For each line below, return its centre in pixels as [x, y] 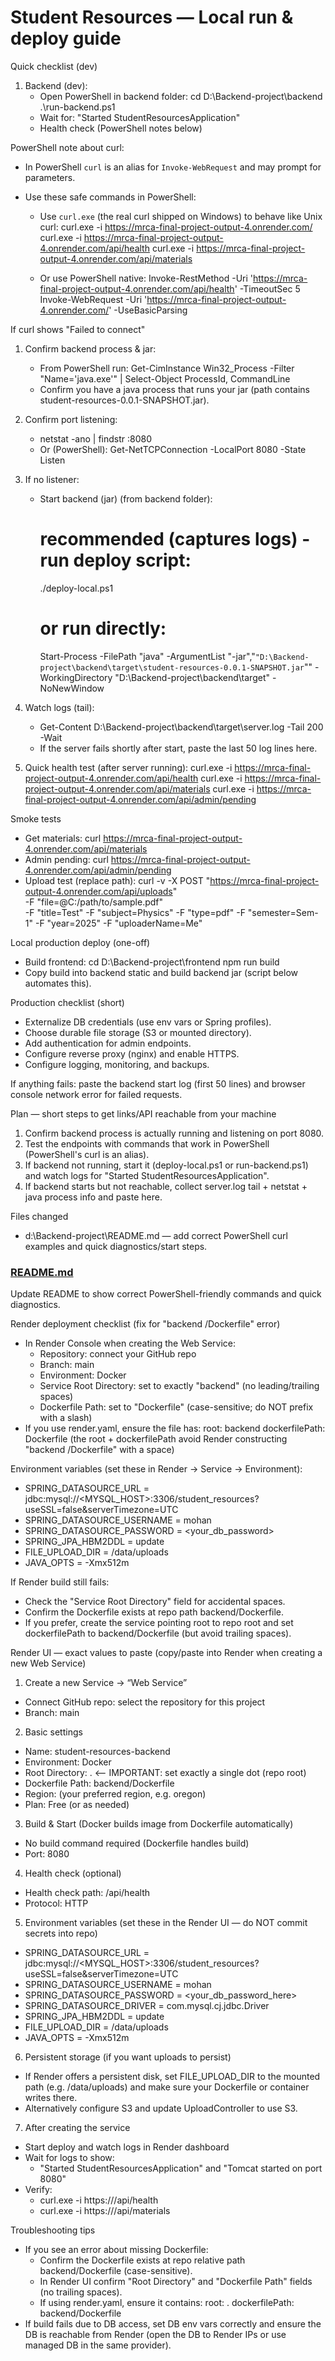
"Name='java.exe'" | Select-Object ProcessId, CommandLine [165, 378]
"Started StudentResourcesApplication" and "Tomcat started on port [181, 2168]
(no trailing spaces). [81, 2292]
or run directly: [103, 628]
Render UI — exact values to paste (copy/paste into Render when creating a [166, 1653]
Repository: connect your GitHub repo [118, 1354]
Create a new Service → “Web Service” [106, 1683]
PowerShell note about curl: [67, 147]
